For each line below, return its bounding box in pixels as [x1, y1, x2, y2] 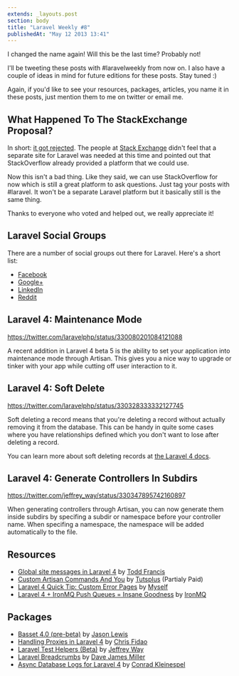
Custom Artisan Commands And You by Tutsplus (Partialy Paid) [17, 575, 204, 584]
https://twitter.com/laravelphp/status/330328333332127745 [7, 401, 184, 410]
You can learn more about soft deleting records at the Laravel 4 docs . [7, 451, 211, 460]
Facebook [17, 270, 48, 278]
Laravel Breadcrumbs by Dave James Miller [17, 652, 146, 661]
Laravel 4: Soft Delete [7, 383, 105, 395]
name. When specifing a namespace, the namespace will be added [7, 520, 204, 529]
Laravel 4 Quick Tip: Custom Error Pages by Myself [17, 582, 169, 591]
